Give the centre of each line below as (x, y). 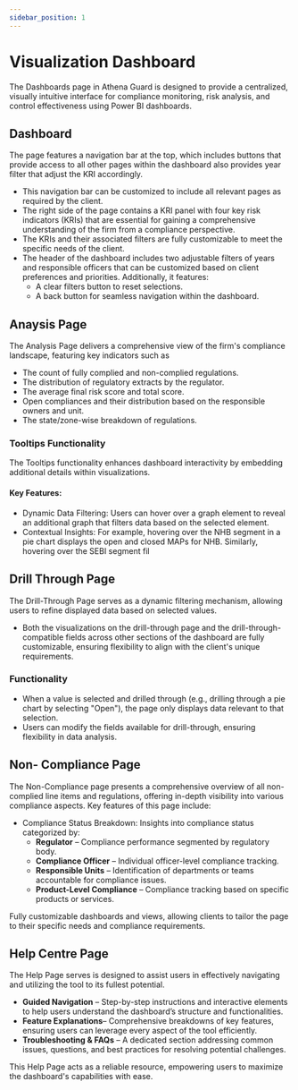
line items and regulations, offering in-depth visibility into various (164, 796)
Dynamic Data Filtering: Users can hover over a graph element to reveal (153, 513)
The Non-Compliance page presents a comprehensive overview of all (137, 786)
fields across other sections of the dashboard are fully (165, 637)
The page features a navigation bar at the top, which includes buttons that (145, 155)
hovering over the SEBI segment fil (86, 550)
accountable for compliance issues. (101, 880)
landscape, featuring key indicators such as (89, 355)
